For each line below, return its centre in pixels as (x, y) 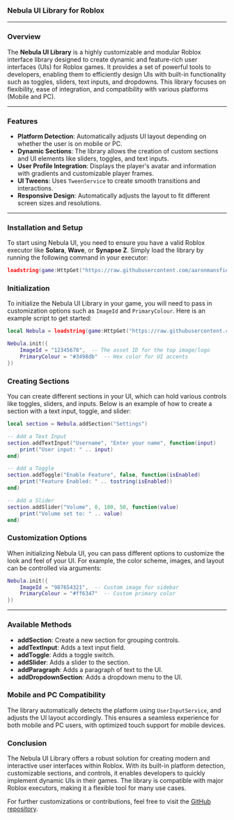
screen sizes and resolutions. (59, 203)
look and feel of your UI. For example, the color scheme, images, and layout (116, 560)
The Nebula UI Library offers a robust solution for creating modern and (109, 759)
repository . (23, 809)
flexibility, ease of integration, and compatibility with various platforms (108, 89)
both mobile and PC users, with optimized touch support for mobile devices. (116, 725)
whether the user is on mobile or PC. (70, 143)
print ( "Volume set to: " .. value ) (71, 514)
